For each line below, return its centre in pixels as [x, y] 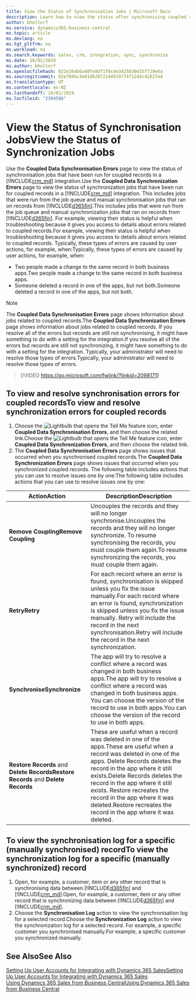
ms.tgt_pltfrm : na [28, 44]
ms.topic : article [28, 33]
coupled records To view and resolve [73, 403]
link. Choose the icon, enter [98, 438]
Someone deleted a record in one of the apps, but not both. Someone [97, 285]
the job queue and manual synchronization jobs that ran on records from [93, 212]
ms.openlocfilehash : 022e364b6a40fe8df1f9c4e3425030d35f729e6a [85, 71]
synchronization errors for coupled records [86, 412]
